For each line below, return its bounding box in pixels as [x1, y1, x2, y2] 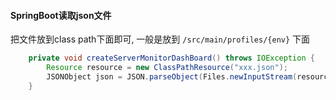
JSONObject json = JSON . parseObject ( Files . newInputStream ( [46, 71, 298, 82]
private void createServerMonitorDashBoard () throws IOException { [28, 53, 315, 64]
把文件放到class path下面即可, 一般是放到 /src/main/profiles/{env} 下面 [10, 33, 311, 45]
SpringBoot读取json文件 [10, 9, 112, 21]
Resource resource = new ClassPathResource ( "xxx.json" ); [46, 63, 288, 73]
